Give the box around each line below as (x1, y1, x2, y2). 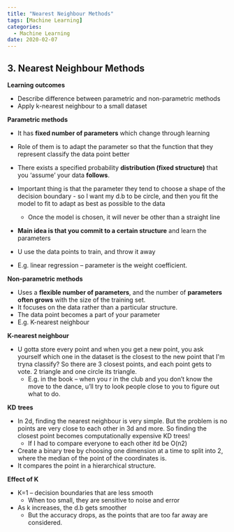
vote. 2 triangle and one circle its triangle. (17, 367, 138, 375)
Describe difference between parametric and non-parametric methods (17, 94, 221, 102)
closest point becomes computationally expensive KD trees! (17, 431, 191, 440)
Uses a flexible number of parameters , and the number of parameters (17, 288, 222, 296)
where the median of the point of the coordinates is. (17, 454, 168, 462)
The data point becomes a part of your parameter (17, 310, 161, 318)
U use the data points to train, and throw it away (17, 247, 156, 255)
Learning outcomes (7, 80, 65, 89)
